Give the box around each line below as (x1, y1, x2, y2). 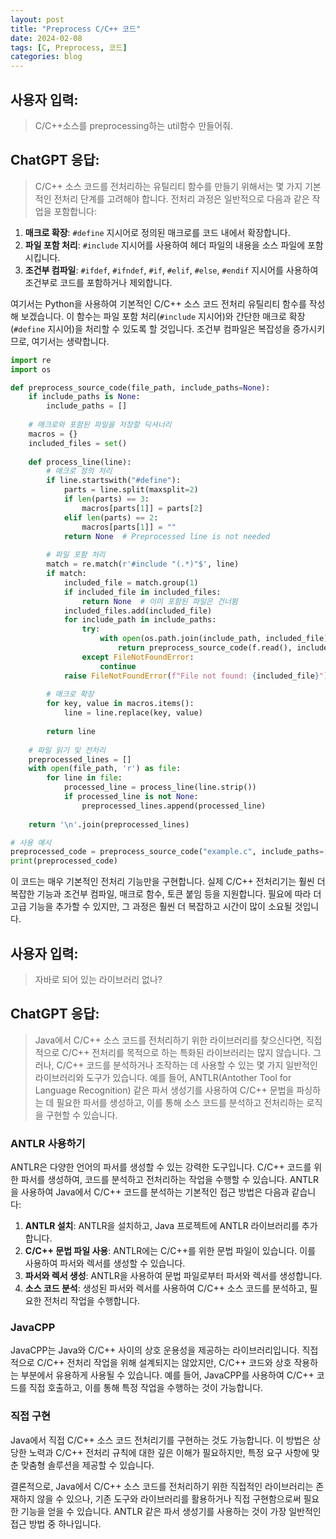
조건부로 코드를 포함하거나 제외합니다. (24, 276, 173, 288)
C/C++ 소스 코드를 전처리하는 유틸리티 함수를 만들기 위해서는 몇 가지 (34, 180, 303, 192)
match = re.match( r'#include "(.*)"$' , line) (46, 559, 240, 570)
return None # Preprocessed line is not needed (63, 531, 271, 541)
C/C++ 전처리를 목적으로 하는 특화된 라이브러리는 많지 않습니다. (61, 1046, 311, 1058)
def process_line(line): (28, 457, 132, 467)
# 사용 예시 (10, 837, 52, 848)
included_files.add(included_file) (63, 606, 213, 616)
